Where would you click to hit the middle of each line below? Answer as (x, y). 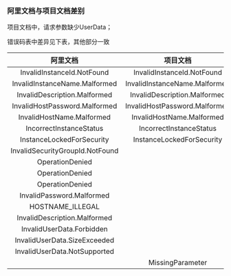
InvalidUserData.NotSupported (65, 251)
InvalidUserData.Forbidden (64, 229)
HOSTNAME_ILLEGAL (64, 206)
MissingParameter (178, 263)
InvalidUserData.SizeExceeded (65, 240)
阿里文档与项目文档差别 (46, 10)
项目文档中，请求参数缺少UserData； (59, 27)
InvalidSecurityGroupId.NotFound (65, 151)
